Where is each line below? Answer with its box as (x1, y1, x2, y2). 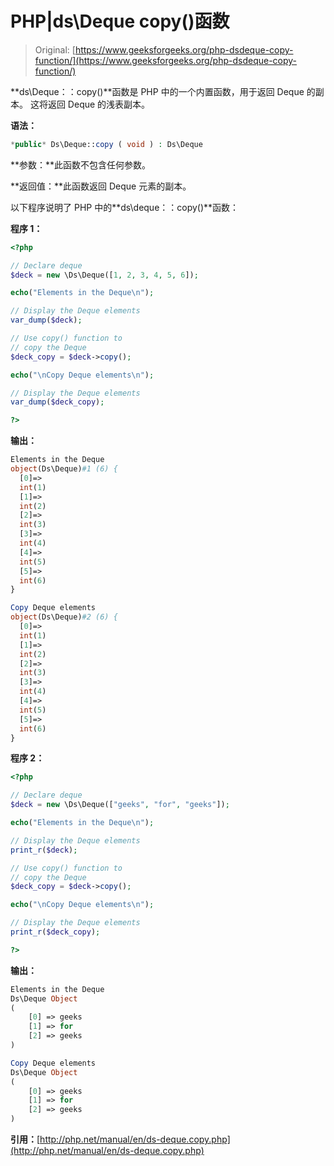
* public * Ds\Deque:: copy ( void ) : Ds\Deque (10, 139, 203, 149)
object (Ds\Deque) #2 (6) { (10, 612, 118, 622)
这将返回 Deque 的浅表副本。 (29, 98, 151, 110)
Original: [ (34, 43, 76, 56)
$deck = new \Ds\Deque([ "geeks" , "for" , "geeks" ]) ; (10, 800, 230, 810)
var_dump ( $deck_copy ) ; (10, 397, 105, 407)
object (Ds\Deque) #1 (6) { (10, 464, 118, 474)
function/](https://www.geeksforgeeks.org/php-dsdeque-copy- (34, 54, 298, 66)
